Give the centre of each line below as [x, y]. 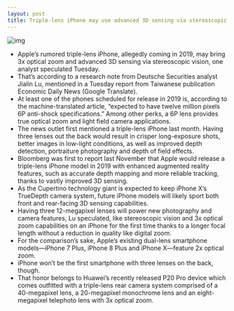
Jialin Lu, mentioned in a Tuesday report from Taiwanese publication [116, 84]
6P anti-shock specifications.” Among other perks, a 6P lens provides [118, 114]
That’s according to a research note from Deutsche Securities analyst [117, 76]
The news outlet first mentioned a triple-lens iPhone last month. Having [120, 128]
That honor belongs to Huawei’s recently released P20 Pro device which [122, 277]
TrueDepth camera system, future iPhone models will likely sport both [118, 196]
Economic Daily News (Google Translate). [77, 91]
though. [29, 270]
